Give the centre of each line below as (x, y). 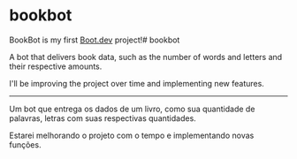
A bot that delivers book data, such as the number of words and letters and (146, 57)
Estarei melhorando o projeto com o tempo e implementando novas (132, 135)
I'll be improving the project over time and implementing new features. (137, 83)
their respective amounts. (56, 66)
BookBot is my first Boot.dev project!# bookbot (95, 40)
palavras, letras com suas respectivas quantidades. (103, 118)
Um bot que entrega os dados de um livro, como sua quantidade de (132, 109)
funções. (25, 144)
